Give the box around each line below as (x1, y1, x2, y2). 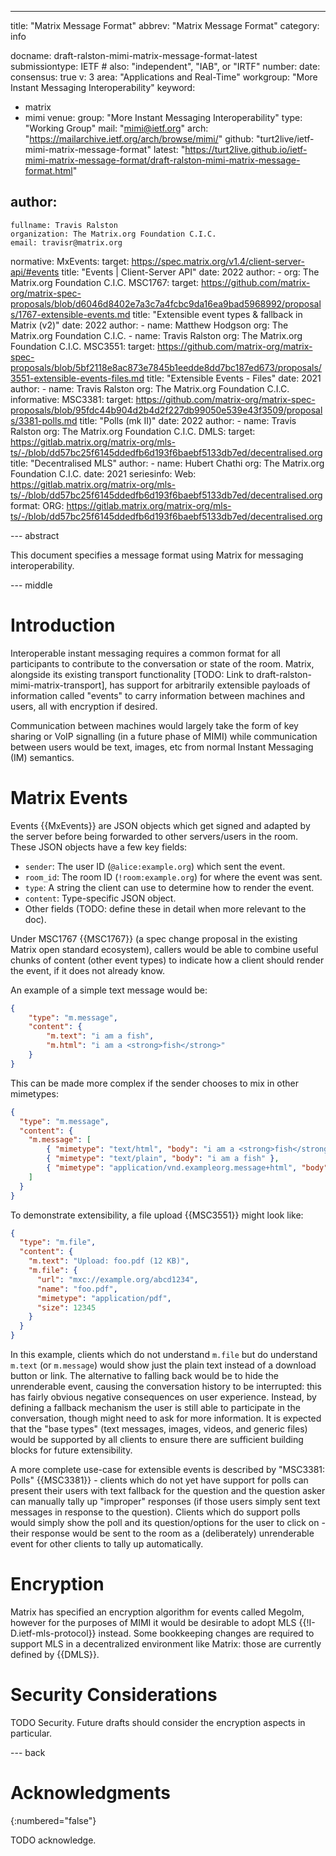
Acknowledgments (10, 1782, 172, 1805)
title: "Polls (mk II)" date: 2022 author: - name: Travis (79, 414, 297, 426)
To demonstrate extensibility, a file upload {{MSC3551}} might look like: (10, 1209, 304, 1221)
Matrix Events (10, 786, 128, 809)
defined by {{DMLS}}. (10, 1649, 100, 1660)
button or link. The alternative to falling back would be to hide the (10, 1370, 279, 1382)
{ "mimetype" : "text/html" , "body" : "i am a (46, 1144, 235, 1155)
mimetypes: (10, 1087, 59, 1100)
